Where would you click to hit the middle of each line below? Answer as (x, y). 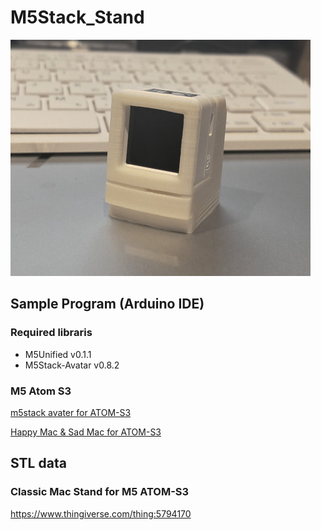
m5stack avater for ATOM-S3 (71, 412)
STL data (38, 463)
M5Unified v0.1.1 (58, 354)
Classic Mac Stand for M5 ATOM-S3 (100, 492)
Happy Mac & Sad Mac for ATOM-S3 (86, 432)
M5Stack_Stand (77, 17)
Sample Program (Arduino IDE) (107, 304)
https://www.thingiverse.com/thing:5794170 (101, 513)
